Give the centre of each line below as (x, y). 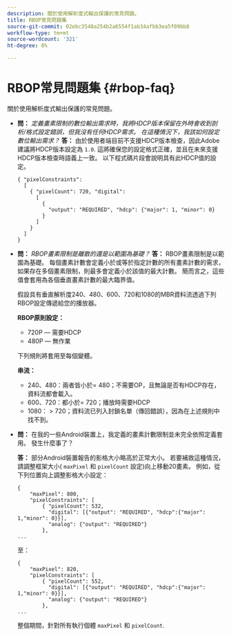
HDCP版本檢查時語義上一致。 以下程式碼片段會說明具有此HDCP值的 (114, 158)
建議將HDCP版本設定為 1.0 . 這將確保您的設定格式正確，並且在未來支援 (118, 149)
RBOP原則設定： (41, 317)
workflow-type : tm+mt (38, 33)
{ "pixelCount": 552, (73, 581)
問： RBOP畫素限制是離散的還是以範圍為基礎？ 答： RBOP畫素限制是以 (118, 254)
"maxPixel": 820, (54, 569)
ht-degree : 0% (28, 46)
